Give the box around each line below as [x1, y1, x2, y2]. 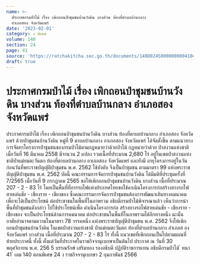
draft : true [6, 58, 36, 64]
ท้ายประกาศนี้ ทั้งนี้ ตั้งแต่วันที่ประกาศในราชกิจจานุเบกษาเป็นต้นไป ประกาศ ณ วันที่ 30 [6, 238, 173, 245]
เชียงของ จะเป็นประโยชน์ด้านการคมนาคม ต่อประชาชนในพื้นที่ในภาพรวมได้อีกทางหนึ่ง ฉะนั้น [6, 211, 184, 218]
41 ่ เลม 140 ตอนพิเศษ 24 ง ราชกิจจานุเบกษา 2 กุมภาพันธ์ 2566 [6, 251, 137, 258]
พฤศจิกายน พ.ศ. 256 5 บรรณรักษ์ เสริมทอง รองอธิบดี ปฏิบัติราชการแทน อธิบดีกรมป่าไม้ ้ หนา [6, 244, 190, 251]
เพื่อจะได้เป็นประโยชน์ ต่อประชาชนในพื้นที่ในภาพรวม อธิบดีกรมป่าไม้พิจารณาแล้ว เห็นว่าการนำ [6, 197, 189, 204]
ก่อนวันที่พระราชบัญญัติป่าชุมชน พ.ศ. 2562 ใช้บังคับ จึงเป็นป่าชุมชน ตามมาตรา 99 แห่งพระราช [6, 164, 190, 171]
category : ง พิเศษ [6, 31, 47, 37]
